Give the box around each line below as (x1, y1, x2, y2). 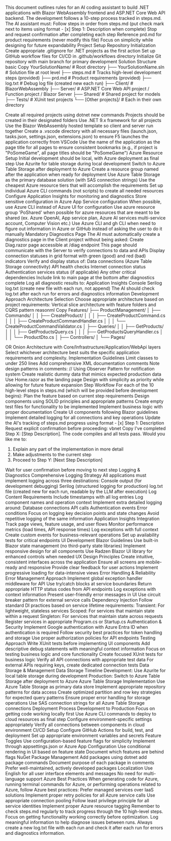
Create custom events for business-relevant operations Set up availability (5, 532, 159, 538)
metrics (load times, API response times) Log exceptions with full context (5, 527, 159, 532)
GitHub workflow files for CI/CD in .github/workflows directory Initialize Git (5, 53, 161, 59)
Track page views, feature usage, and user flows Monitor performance (5, 521, 154, 527)
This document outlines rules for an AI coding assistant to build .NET (5, 5, 149, 10)
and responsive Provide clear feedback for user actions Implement (18, 564, 158, 571)
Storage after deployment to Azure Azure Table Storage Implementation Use (5, 678, 165, 684)
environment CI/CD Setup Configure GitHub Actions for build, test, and (5, 727, 154, 733)
